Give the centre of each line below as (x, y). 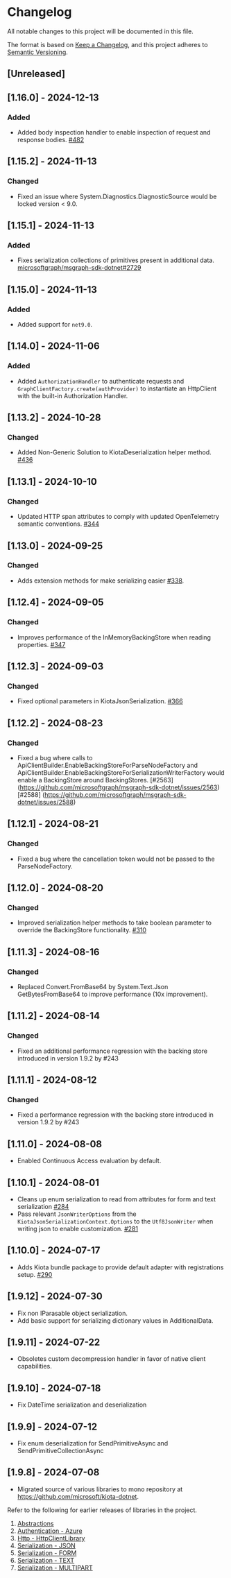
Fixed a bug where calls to (55, 757)
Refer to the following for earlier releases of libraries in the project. (102, 1510)
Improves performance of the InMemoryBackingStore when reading (114, 637)
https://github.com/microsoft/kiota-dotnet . (78, 1496)
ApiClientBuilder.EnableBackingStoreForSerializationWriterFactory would (121, 772)
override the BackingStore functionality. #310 (82, 930)
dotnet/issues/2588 (45, 802)
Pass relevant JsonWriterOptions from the (77, 1214)
